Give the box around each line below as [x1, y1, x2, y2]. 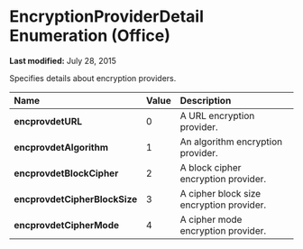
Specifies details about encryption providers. [9, 72, 177, 83]
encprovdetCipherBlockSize [14, 192, 138, 205]
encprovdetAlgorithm [14, 141, 109, 153]
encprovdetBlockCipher [14, 167, 119, 180]
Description [179, 94, 232, 106]
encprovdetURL [14, 115, 83, 127]
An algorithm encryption [179, 135, 282, 148]
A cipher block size [179, 187, 262, 199]
